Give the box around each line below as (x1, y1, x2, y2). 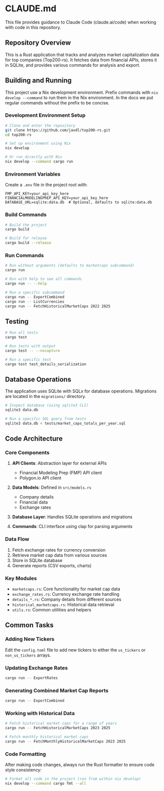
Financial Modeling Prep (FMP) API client (19, 470, 102, 476)
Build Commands (5, 211, 47, 218)
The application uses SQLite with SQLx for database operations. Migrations (5, 388, 157, 394)
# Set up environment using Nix (5, 141, 71, 146)
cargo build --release (5, 240, 51, 245)
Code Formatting (5, 750, 47, 757)
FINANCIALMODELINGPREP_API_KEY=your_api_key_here (5, 196, 109, 201)
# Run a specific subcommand (5, 290, 65, 295)
